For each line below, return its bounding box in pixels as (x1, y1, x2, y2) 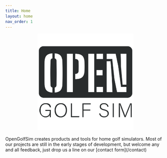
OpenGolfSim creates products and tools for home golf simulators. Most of (5, 136, 162, 142)
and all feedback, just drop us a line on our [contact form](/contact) (5, 147, 147, 153)
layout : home (5, 13, 33, 19)
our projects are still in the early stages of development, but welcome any (5, 141, 159, 148)
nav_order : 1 (5, 19, 33, 24)
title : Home (5, 8, 31, 13)
